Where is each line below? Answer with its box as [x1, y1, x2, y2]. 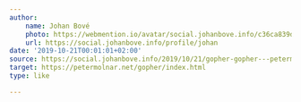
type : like [9, 72, 50, 81]
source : [9, 55, 39, 64]
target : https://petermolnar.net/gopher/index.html [9, 64, 206, 72]
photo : [25, 30, 50, 38]
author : [9, 13, 39, 22]
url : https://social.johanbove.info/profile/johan [25, 38, 219, 47]
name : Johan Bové [25, 21, 90, 30]
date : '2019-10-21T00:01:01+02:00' [9, 47, 142, 55]
